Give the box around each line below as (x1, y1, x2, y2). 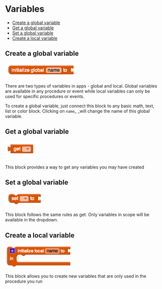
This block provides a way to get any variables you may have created (5, 164, 144, 170)
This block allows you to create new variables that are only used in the (5, 273, 146, 279)
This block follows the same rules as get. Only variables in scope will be (5, 212, 150, 217)
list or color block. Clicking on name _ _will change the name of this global (5, 108, 150, 114)
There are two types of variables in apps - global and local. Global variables (5, 83, 158, 89)
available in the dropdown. (5, 217, 59, 223)
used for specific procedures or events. (5, 93, 84, 99)
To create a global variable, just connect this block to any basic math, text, (5, 103, 155, 109)
